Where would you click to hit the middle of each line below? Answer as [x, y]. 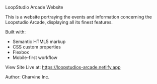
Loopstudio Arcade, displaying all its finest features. [59, 22]
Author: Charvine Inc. [27, 77]
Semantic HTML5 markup [39, 41]
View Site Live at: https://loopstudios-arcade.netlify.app [63, 67]
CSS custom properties [37, 47]
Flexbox [21, 52]
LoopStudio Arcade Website [34, 7]
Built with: [16, 32]
